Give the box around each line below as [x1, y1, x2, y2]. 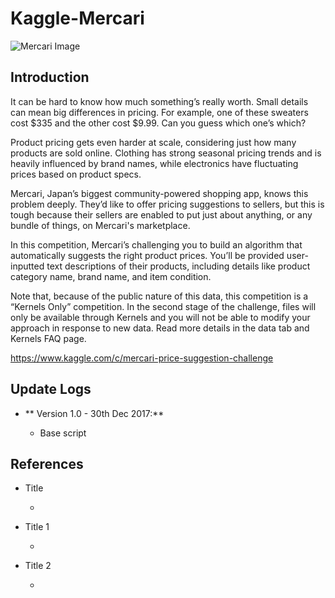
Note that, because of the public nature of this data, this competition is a [10, 290, 309, 302]
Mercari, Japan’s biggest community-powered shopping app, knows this [10, 187, 309, 199]
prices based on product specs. [10, 168, 142, 180]
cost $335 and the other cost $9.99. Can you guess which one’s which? [10, 117, 307, 129]
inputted [10, 260, 45, 272]
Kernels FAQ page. [10, 332, 87, 344]
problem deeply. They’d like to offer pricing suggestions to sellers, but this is [10, 198, 325, 210]
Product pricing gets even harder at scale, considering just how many [10, 136, 297, 148]
